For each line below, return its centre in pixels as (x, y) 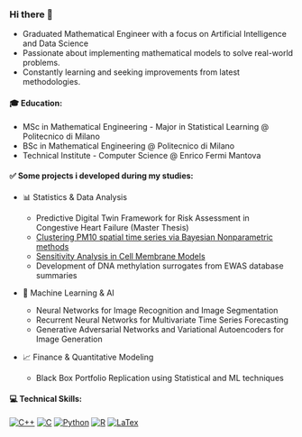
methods (52, 246)
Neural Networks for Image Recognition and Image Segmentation (157, 310)
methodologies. (51, 82)
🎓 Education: (36, 103)
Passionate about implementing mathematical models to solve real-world (158, 53)
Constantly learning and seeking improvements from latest (131, 72)
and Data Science (55, 43)
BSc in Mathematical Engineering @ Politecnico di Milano (128, 146)
